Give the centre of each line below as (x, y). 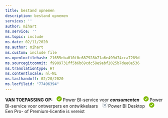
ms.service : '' (21, 32)
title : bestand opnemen (30, 10)
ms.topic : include (24, 37)
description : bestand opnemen (37, 16)
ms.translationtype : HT (30, 68)
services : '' (19, 21)
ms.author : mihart (24, 47)
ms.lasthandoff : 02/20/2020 (34, 79)
